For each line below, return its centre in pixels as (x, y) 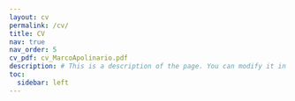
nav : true (27, 42)
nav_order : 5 (33, 50)
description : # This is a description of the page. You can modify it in (148, 67)
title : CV (27, 33)
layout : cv (29, 17)
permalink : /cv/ (39, 25)
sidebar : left (43, 83)
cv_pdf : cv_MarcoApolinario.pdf (68, 58)
